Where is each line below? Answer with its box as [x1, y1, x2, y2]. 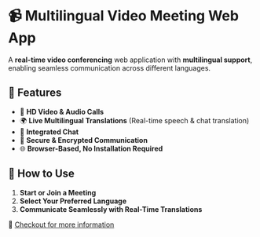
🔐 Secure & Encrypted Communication [19, 135, 148, 144]
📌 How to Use [8, 167, 75, 180]
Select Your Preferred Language [19, 196, 127, 206]
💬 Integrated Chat [19, 127, 79, 137]
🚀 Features [8, 86, 62, 100]
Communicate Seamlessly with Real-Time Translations [19, 204, 203, 213]
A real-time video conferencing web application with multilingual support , [8, 55, 253, 64]
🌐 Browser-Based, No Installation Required [19, 144, 163, 153]
